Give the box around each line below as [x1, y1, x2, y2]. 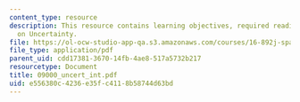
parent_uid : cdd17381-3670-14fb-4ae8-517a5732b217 [9, 54, 202, 63]
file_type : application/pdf [9, 46, 114, 55]
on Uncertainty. [17, 29, 78, 38]
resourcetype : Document [9, 63, 98, 72]
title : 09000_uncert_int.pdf [9, 71, 118, 80]
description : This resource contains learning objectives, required [9, 21, 270, 30]
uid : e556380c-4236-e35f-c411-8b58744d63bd [9, 79, 174, 88]
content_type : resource [9, 12, 98, 22]
